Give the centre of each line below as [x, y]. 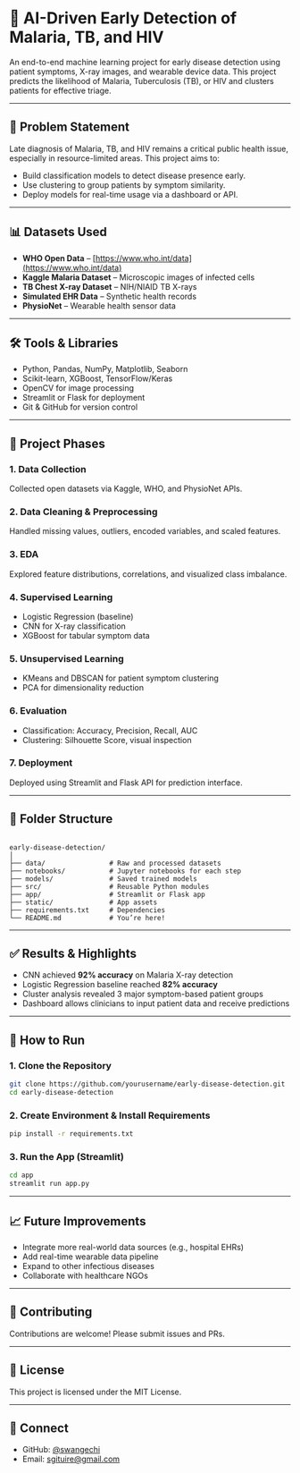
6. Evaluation [38, 711]
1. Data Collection [48, 469]
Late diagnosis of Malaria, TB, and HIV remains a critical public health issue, [149, 148]
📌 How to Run [47, 1040]
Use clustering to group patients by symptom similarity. [124, 185]
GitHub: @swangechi [61, 1450]
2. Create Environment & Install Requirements [110, 1115]
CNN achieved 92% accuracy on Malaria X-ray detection [128, 975]
